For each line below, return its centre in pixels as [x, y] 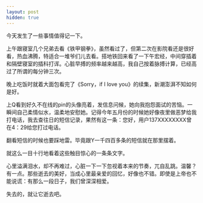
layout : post [23, 12]
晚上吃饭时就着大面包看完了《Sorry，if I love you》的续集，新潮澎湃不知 [96, 84]
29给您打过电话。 [42, 127]
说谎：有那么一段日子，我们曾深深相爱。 [62, 181]
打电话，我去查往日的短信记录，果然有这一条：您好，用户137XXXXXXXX [96, 119]
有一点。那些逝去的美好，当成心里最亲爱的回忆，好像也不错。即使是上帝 [96, 173]
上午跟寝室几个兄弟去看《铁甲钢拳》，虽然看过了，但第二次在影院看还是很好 [100, 48]
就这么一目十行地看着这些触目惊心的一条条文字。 [67, 153]
